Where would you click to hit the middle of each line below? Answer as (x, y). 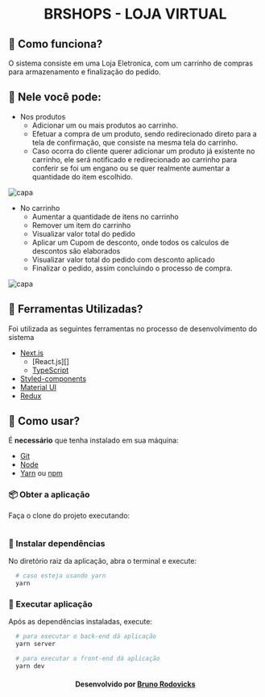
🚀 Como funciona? (56, 44)
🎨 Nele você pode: (55, 97)
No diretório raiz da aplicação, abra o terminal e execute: (103, 561)
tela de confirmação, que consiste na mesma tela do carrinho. (135, 142)
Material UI (38, 387)
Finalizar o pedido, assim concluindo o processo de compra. (132, 268)
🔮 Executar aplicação (50, 604)
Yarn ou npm (41, 473)
